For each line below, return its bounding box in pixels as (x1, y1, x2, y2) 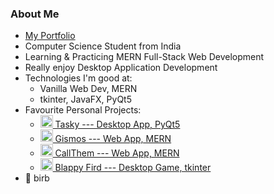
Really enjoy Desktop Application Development (24, 62, 218, 74)
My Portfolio (24, 30, 76, 42)
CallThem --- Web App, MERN (54, 147, 180, 159)
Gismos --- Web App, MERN (54, 133, 172, 145)
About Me (10, 7, 60, 21)
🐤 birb (24, 172, 50, 184)
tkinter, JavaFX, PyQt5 (39, 93, 132, 106)
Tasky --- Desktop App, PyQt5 (54, 118, 181, 131)
